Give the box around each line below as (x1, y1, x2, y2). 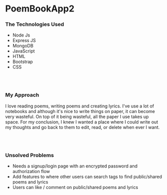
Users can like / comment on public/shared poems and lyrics (12, 184, 138, 190)
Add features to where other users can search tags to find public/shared (12, 173, 162, 180)
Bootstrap (12, 58, 33, 65)
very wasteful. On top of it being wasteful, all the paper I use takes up (5, 113, 149, 119)
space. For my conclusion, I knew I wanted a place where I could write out (5, 118, 158, 125)
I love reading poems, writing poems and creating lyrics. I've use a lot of (5, 103, 154, 109)
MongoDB (12, 43, 34, 49)
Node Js (12, 32, 30, 38)
